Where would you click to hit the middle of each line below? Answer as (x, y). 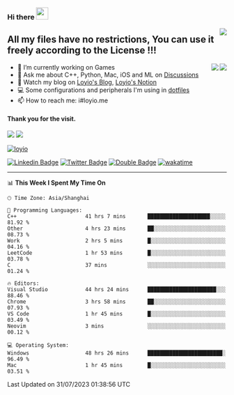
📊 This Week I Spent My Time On (56, 183)
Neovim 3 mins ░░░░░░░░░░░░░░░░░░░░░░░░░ (117, 326)
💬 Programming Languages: (45, 210)
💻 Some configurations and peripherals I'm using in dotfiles (103, 90)
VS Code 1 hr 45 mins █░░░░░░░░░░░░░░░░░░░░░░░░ (117, 313)
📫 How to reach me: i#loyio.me (63, 100)
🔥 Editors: (23, 283)
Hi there (21, 17)
